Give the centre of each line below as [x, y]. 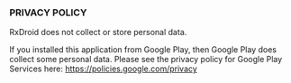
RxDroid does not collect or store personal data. [98, 32]
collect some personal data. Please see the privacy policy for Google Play [146, 60]
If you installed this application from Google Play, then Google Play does [143, 50]
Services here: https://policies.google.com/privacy [104, 69]
